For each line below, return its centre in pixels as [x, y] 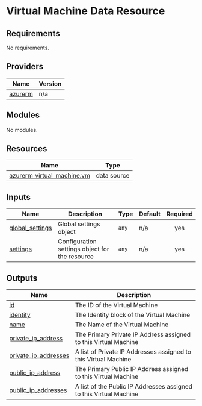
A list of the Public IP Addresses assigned [133, 387]
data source [113, 176]
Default [150, 214]
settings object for [84, 249]
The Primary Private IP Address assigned [133, 334]
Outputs [22, 278]
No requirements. [28, 48]
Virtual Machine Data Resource [86, 11]
